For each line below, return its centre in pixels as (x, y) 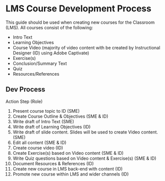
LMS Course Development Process (79, 9)
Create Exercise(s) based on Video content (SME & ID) (68, 153)
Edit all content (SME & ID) (40, 142)
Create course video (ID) (38, 148)
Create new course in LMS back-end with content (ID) (68, 169)
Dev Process (25, 90)
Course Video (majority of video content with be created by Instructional (86, 47)
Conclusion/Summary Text (40, 63)
